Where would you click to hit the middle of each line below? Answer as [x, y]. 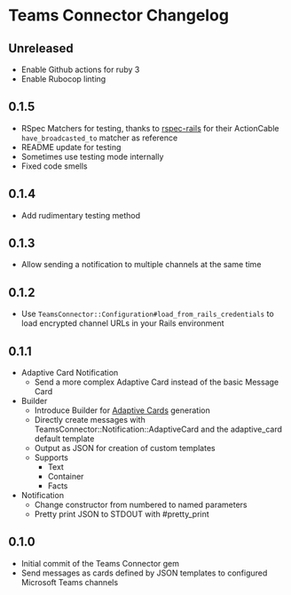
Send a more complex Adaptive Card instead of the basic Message [157, 382]
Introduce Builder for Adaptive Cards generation [122, 410]
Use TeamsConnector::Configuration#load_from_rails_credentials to [147, 314]
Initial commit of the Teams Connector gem [100, 563]
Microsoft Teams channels [70, 582]
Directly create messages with [90, 420]
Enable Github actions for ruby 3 [80, 69]
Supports [51, 457]
